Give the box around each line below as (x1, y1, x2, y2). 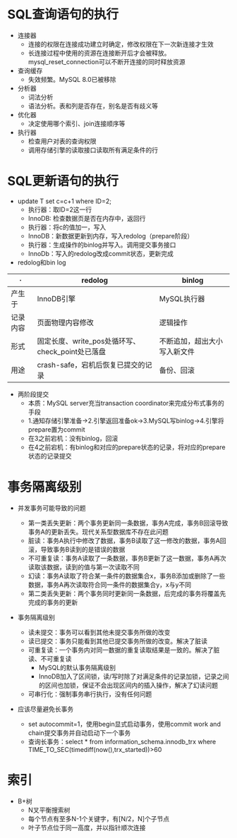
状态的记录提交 (28, 451, 72, 460)
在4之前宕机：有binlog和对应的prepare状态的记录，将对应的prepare (28, 442, 226, 451)
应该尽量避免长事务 (17, 705, 74, 713)
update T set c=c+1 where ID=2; (17, 197, 111, 205)
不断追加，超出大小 (159, 336, 224, 346)
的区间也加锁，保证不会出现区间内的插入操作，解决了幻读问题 (38, 681, 219, 689)
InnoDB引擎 (37, 293, 76, 303)
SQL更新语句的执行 (7, 174, 119, 189)
